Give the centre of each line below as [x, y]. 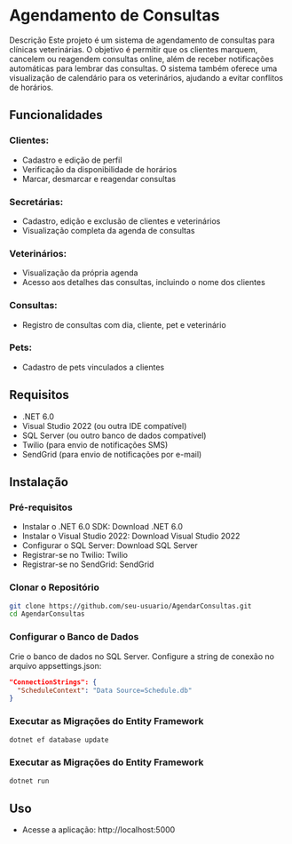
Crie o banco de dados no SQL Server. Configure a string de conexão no [142, 656]
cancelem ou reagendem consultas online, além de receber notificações [142, 59]
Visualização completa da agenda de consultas [108, 230]
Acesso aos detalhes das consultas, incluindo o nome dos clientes [144, 283]
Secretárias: [36, 202]
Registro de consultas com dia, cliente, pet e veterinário [124, 324]
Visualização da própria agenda [80, 273]
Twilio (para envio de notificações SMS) [95, 444]
